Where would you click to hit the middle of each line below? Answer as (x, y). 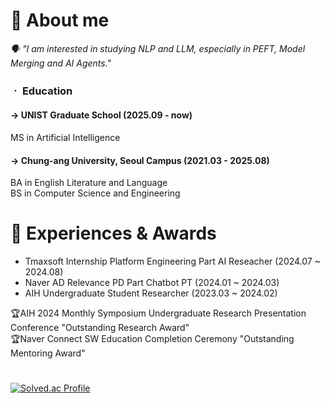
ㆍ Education (41, 91)
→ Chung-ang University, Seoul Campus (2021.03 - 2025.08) (140, 160)
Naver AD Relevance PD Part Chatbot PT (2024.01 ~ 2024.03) (152, 283)
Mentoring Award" (48, 353)
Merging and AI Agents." (61, 63)
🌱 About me (60, 20)
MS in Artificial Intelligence (65, 138)
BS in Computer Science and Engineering (95, 193)
